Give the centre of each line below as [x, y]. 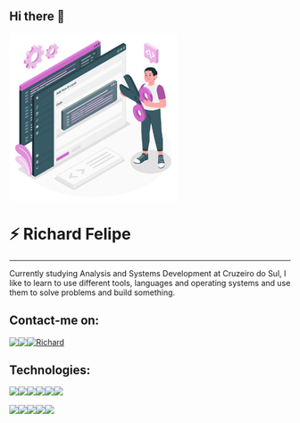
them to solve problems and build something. [92, 292]
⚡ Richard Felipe [70, 234]
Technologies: [50, 370]
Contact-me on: [54, 321]
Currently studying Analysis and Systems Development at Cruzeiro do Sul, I [148, 273]
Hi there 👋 [37, 17]
